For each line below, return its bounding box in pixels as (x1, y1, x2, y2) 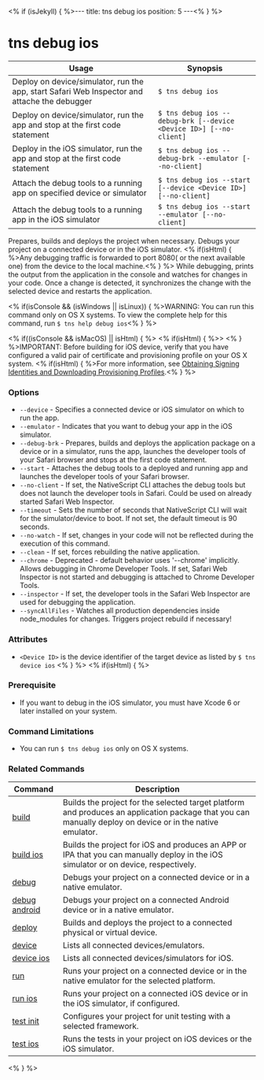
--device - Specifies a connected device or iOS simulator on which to (19, 405, 245, 415)
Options (8, 386, 39, 397)
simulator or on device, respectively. (62, 859, 197, 870)
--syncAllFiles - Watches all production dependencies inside (19, 606, 220, 616)
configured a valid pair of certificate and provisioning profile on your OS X (8, 350, 247, 359)
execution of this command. (19, 539, 110, 549)
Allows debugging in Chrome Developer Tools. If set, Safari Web (19, 564, 228, 574)
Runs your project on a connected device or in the (62, 966, 247, 977)
